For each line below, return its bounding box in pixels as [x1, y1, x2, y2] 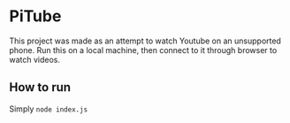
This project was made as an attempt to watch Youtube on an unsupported [9, 35, 281, 46]
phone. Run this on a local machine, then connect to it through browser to [9, 44, 278, 55]
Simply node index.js [9, 104, 88, 114]
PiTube [9, 6, 62, 27]
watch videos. [9, 54, 60, 65]
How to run [9, 80, 72, 95]
